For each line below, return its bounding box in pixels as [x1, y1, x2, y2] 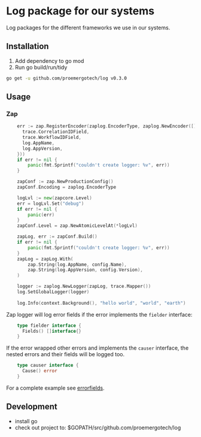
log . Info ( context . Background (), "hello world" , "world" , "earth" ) [17, 300, 186, 306]
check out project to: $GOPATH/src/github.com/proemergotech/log [14, 424, 181, 431]
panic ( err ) [28, 211, 55, 218]
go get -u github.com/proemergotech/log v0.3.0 [6, 75, 127, 81]
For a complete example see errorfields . [6, 384, 105, 392]
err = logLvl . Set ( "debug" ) [17, 201, 84, 207]
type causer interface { [17, 362, 79, 369]
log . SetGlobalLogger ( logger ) [17, 289, 90, 295]
